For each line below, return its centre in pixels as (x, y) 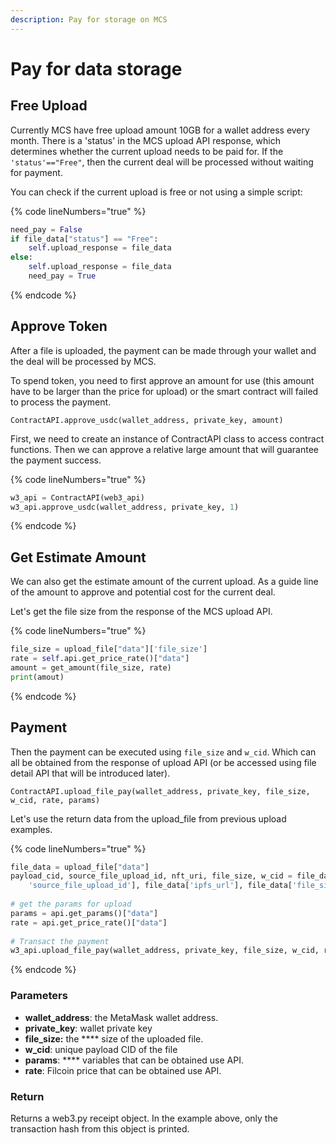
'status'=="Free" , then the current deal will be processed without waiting (162, 162)
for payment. (36, 172)
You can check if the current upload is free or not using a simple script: (156, 192)
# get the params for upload (71, 904)
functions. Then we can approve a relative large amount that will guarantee (164, 449)
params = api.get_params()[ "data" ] (84, 913)
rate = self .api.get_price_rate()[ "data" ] (100, 659)
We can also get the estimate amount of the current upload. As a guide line (164, 582)
